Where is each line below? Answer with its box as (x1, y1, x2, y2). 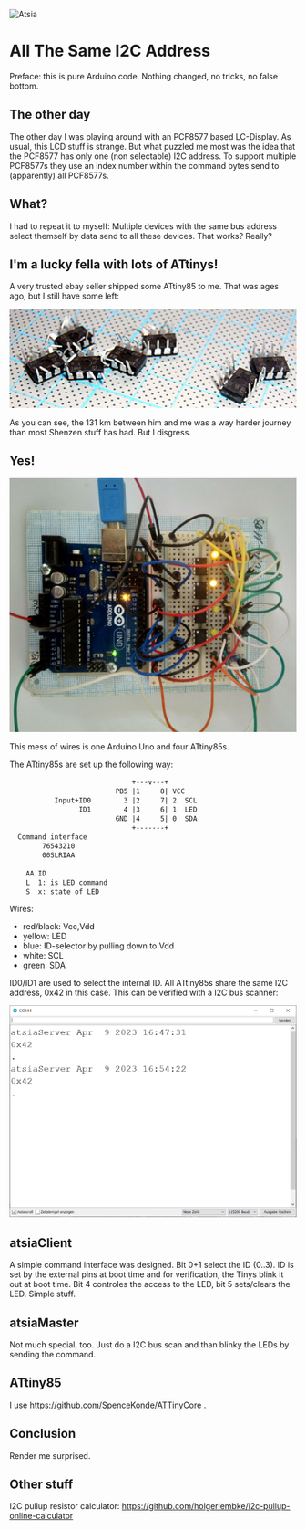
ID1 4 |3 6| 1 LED (78, 805, 198, 814)
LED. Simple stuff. (9, 1288, 76, 1300)
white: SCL (22, 950, 64, 961)
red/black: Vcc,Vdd (22, 921, 96, 932)
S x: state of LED (25, 887, 100, 896)
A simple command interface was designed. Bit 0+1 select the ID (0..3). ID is (9, 1260, 294, 1271)
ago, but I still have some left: (9, 290, 120, 301)
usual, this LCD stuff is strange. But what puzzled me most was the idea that (9, 141, 296, 152)
